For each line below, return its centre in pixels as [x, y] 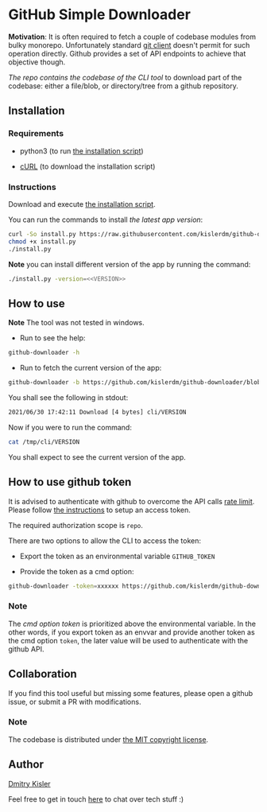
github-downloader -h [44, 353]
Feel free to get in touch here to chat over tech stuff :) [96, 799]
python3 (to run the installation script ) [82, 151]
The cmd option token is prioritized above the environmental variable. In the [132, 624]
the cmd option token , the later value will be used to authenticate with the [128, 640]
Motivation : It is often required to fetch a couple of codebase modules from [132, 37]
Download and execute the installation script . [82, 204]
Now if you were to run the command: [70, 427]
